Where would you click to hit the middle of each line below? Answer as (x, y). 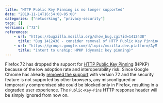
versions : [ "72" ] (23, 28)
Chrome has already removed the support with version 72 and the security (80, 74)
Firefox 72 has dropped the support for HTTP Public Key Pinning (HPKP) (77, 64)
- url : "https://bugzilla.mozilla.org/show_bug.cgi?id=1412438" (80, 37)
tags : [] (14, 23)
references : (17, 32)
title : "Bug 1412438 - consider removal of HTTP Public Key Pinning (89, 41)
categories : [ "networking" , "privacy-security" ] (55, 18)
